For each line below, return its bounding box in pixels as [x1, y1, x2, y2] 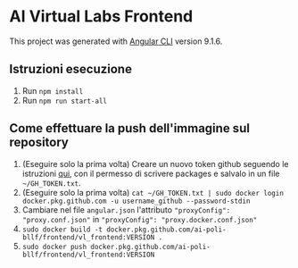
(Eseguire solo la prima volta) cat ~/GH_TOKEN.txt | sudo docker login [21, 187, 284, 197]
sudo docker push [21, 242, 87, 251]
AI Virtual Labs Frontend [9, 6, 194, 27]
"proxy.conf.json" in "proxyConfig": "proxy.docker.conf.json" [21, 214, 258, 224]
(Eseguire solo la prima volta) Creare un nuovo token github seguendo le [21, 158, 289, 169]
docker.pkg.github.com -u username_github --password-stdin [21, 197, 251, 205]
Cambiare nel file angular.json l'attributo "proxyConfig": [21, 204, 231, 215]
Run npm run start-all [21, 95, 107, 105]
